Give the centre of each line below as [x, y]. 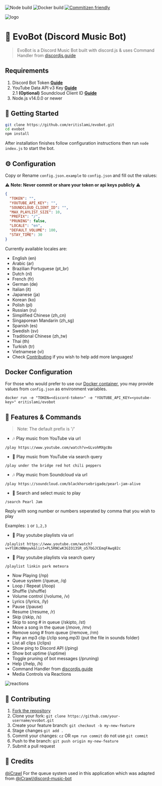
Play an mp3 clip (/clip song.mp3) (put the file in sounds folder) [76, 638]
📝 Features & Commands [43, 417]
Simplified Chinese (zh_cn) [39, 315]
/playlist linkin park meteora [37, 567]
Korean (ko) [24, 299]
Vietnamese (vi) [28, 351]
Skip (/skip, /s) [27, 617]
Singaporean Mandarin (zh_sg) [43, 320]
